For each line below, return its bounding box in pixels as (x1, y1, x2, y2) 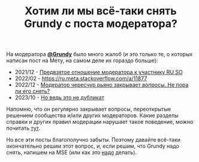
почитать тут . (6, 124, 41, 132)
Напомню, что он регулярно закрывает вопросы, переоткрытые (6, 106, 171, 113)
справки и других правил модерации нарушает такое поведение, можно (6, 118, 194, 126)
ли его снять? (14, 88, 50, 95)
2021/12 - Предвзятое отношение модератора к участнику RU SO (14, 69, 183, 76)
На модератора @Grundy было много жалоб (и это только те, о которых (6, 51, 193, 58)
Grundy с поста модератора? (23, 17, 178, 30)
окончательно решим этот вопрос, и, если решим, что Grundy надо (6, 142, 180, 150)
